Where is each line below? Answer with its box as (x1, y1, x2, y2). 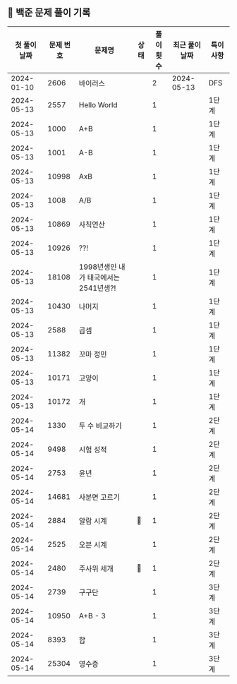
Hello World (78, 100, 118, 109)
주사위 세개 (78, 563, 114, 573)
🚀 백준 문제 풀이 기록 (7, 6, 91, 19)
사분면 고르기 (78, 492, 120, 502)
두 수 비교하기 (78, 421, 122, 431)
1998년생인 (78, 262, 117, 272)
